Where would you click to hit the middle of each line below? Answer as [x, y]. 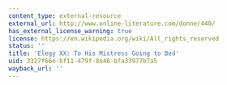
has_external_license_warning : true [70, 31]
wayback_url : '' [36, 69]
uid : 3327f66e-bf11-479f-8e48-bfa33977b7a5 [83, 62]
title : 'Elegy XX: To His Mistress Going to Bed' [94, 53]
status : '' [27, 46]
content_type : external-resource [65, 16]
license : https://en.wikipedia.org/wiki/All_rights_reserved [114, 38]
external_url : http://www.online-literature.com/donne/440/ [112, 23]
